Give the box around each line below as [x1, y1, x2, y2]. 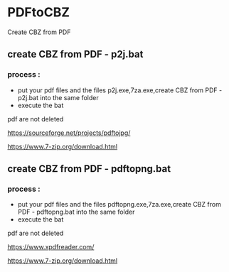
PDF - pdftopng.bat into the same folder [17, 207, 135, 217]
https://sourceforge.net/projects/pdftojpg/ [7, 129, 131, 137]
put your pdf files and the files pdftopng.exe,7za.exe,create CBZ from [17, 200, 222, 209]
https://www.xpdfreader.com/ [7, 243, 95, 251]
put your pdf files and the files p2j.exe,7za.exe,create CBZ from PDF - [17, 86, 223, 94]
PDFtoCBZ [7, 4, 70, 21]
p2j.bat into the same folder [17, 93, 99, 102]
